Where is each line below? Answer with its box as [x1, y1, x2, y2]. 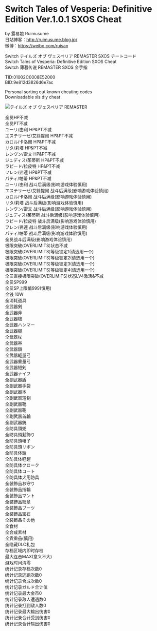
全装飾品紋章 [5, 499, 31, 505]
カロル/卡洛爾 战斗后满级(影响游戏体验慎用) [5, 194, 92, 200]
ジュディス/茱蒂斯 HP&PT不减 [5, 157, 64, 163]
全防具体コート [5, 468, 35, 474]
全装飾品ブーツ [5, 505, 35, 510]
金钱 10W [5, 291, 24, 297]
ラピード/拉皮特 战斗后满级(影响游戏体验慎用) [5, 218, 96, 224]
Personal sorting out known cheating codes [5, 89, 92, 95]
